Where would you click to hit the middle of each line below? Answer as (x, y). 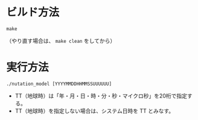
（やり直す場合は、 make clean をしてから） (61, 40)
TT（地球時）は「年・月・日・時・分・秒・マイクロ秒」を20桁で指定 (101, 96)
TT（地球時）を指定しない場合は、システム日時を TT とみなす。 (94, 111)
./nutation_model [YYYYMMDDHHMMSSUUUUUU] (59, 84)
